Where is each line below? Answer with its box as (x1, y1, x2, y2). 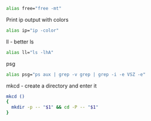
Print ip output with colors (6, 16, 69, 23)
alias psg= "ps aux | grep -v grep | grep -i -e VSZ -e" (6, 71, 146, 78)
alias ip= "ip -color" (6, 27, 59, 33)
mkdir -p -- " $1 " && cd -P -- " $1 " (11, 105, 99, 110)
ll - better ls (6, 38, 34, 45)
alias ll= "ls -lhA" (6, 49, 54, 55)
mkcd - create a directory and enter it (6, 82, 97, 89)
